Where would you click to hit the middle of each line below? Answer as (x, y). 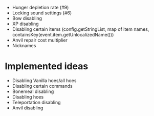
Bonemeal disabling (33, 91)
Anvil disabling (28, 108)
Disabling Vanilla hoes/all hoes (44, 80)
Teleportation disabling (36, 102)
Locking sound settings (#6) (42, 13)
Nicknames (24, 45)
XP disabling (25, 24)
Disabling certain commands (42, 86)
